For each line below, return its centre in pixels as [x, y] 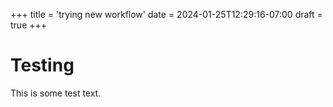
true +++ [29, 25]
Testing [42, 65]
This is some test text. [56, 93]
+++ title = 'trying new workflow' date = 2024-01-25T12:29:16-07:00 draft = [166, 14]
